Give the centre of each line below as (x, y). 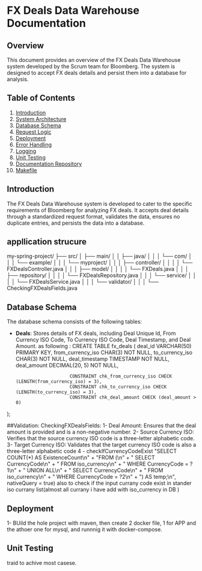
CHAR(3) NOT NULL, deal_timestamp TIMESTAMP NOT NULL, (93, 359)
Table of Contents (41, 98)
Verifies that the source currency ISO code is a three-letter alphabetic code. (101, 438)
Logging (26, 151)
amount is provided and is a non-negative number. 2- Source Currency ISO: (100, 432)
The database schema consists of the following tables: (75, 322)
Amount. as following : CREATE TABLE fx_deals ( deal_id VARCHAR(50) (103, 346)
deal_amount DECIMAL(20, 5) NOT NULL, (67, 366)
